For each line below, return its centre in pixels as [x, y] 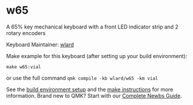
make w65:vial [24, 67]
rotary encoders [26, 33]
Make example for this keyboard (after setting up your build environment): [97, 56]
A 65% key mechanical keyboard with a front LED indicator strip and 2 [92, 27]
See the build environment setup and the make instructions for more [90, 89]
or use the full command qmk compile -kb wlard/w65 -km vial [82, 78]
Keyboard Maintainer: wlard [40, 44]
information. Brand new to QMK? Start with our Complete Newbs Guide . [94, 96]
